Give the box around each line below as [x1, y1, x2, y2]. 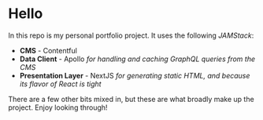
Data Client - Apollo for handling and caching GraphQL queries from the [19, 54, 256, 64]
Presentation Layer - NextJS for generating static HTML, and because [19, 71, 250, 80]
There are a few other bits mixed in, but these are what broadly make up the [8, 94, 254, 104]
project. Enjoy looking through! [8, 103, 108, 112]
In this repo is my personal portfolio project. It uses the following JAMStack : [8, 31, 254, 40]
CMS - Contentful [19, 45, 77, 55]
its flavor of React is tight [19, 79, 102, 89]
